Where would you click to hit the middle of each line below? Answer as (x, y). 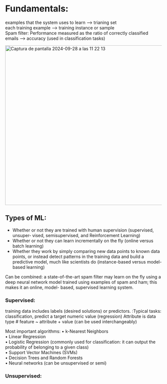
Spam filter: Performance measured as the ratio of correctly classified (77, 33)
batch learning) (28, 246)
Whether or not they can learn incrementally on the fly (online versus (83, 241)
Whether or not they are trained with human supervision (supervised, (83, 230)
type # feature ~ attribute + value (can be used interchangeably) (71, 322)
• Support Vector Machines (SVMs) (42, 353)
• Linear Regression (26, 337)
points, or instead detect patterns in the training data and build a (78, 256)
